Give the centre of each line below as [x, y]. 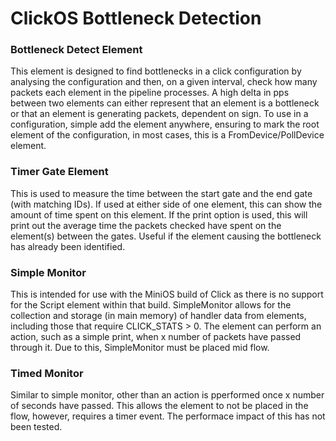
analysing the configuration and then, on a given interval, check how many [164, 82]
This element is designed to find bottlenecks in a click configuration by [156, 71]
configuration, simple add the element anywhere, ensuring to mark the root [165, 124]
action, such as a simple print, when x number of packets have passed [156, 337]
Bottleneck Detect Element [76, 50]
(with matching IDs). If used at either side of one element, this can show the [166, 204]
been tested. [36, 427]
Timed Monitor [47, 373]
